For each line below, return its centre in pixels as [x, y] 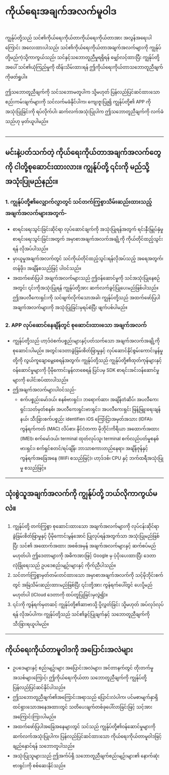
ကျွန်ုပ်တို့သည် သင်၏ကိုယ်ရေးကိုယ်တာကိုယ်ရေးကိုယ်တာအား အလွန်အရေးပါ [78, 37]
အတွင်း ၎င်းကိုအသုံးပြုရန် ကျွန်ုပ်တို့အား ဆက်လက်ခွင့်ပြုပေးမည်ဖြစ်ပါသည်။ [86, 288]
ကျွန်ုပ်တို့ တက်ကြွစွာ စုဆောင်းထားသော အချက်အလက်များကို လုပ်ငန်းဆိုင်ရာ [86, 526]
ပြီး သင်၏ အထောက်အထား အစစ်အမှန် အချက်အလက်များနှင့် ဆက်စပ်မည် [84, 545]
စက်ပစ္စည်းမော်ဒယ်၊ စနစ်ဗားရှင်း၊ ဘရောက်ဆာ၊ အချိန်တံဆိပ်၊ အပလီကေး [89, 399]
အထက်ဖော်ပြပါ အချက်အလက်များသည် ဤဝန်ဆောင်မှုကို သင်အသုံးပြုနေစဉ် [86, 278]
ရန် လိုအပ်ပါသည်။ [30, 248]
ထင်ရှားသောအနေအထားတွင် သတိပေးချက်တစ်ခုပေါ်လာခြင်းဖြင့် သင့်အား [82, 707]
